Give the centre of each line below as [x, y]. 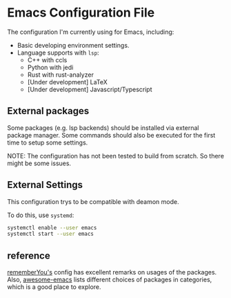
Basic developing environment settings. [73, 45]
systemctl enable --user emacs [52, 227]
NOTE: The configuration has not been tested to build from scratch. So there [115, 156]
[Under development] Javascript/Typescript [90, 89]
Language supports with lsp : [58, 53]
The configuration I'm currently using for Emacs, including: [91, 32]
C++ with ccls [47, 59]
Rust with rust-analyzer [61, 75]
